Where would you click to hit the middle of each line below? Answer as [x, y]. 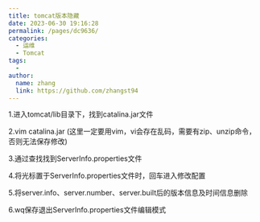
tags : [17, 61]
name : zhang [36, 83]
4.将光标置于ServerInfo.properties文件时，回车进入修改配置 [107, 176]
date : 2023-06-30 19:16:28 [54, 23]
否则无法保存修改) [38, 142]
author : [21, 76]
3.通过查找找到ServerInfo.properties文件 [75, 158]
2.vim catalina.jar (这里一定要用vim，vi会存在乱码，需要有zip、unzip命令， [132, 132]
